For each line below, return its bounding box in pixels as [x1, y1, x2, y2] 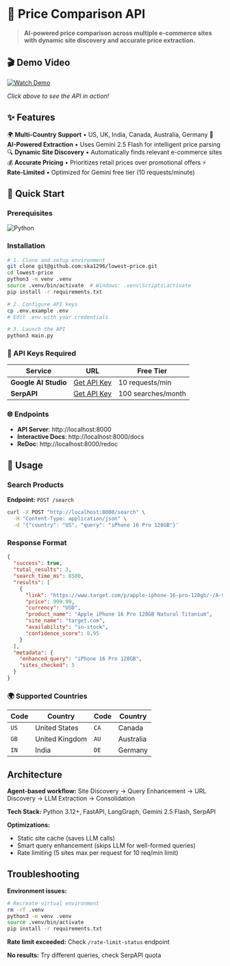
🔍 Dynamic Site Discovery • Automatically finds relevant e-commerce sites [7, 147, 222, 156]
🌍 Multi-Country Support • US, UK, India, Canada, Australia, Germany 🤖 [7, 130, 214, 138]
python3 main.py [7, 333, 53, 339]
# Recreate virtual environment [7, 899, 99, 907]
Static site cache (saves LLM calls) [16, 834, 115, 842]
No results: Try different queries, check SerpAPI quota [7, 951, 162, 959]
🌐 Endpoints [7, 409, 49, 419]
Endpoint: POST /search [7, 496, 74, 504]
